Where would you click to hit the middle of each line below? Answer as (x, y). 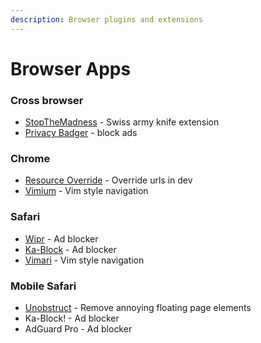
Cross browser (47, 100)
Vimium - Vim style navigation (86, 191)
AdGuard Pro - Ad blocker (78, 329)
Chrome (30, 159)
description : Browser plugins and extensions (106, 19)
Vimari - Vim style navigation (84, 260)
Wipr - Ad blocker (61, 238)
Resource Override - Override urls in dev (108, 180)
